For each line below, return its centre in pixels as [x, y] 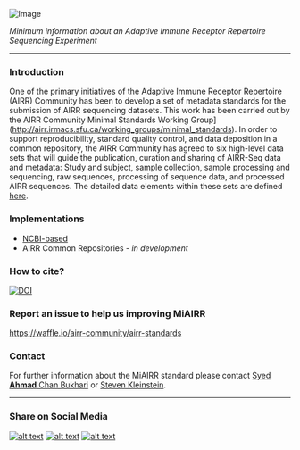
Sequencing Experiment [54, 41]
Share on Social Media [59, 417]
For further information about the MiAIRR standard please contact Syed [140, 376]
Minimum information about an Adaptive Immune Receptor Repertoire [137, 31]
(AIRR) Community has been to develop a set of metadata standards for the [148, 101]
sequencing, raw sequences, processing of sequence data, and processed [147, 177]
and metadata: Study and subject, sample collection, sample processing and [150, 167]
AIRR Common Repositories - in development [105, 248]
